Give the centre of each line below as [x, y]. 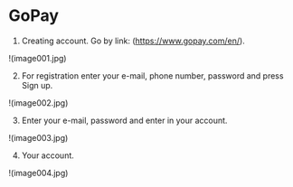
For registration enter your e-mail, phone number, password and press [152, 75]
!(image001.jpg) [38, 58]
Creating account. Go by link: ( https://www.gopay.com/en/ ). [133, 41]
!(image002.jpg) [38, 103]
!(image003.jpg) [38, 137]
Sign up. [37, 85]
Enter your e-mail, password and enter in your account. [124, 120]
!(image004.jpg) [38, 173]
